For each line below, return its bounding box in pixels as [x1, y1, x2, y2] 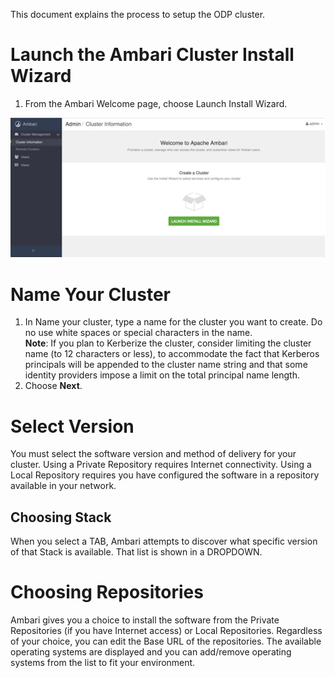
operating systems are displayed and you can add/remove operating [10, 646, 292, 658]
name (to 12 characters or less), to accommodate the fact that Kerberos [24, 348, 320, 360]
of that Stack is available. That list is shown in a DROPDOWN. [10, 546, 263, 558]
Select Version [10, 415, 135, 438]
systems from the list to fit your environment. [10, 657, 196, 669]
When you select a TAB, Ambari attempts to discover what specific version [10, 535, 318, 548]
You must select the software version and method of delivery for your [10, 448, 297, 460]
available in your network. [10, 480, 117, 492]
